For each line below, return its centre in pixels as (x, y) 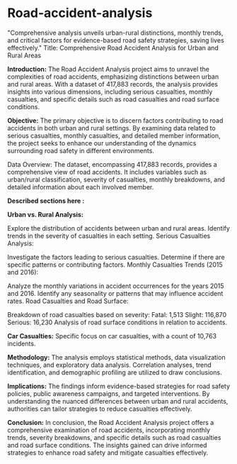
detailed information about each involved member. (81, 187)
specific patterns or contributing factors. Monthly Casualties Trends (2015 (115, 265)
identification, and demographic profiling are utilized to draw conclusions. (115, 372)
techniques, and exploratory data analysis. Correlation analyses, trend (110, 365)
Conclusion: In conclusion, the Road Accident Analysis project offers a (111, 422)
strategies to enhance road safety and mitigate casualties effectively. (108, 453)
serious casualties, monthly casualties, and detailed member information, (114, 136)
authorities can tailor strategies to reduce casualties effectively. (100, 409)
